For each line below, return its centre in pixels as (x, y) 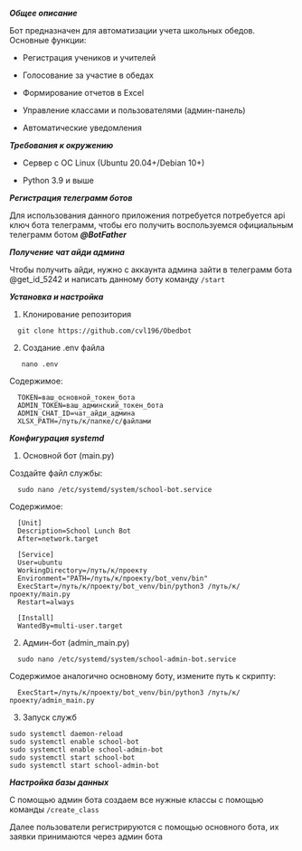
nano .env (40, 364)
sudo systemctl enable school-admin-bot (87, 750)
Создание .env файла (64, 348)
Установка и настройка (57, 297)
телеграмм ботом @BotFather (68, 235)
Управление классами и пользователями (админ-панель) (134, 110)
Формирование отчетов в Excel (83, 93)
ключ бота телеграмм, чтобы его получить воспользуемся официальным (151, 225)
